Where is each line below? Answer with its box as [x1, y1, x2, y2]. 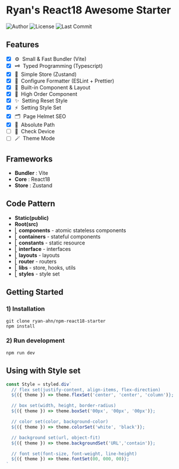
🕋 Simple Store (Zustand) [14, 71, 77, 78]
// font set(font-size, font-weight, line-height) [11, 451, 137, 457]
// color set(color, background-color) [11, 419, 109, 425]
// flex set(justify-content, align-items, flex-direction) [11, 387, 161, 392]
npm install [6, 323, 35, 329]
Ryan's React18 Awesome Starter [6, 4, 171, 17]
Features [6, 40, 39, 50]
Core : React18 [14, 176, 51, 183]
